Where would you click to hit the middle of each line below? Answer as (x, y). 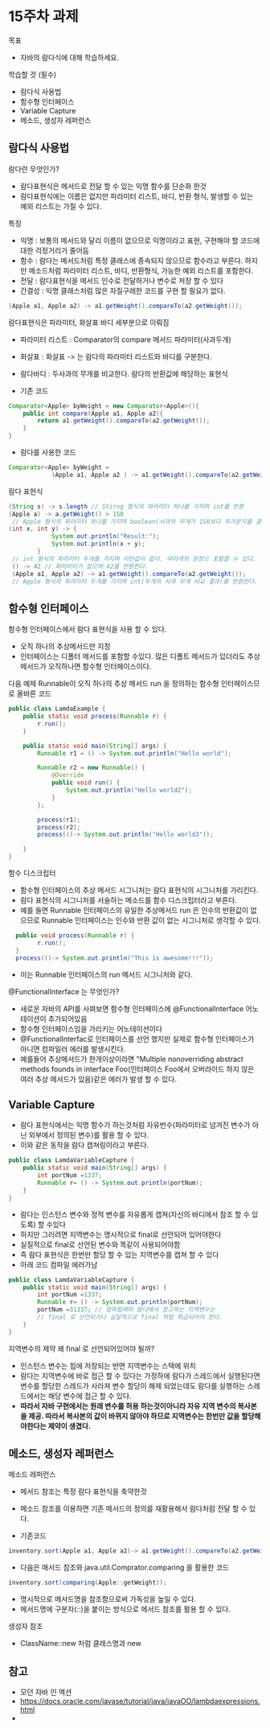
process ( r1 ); (59, 820)
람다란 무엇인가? (34, 169)
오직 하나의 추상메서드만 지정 (65, 646)
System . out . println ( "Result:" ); (105, 537)
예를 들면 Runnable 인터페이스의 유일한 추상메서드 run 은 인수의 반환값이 (134, 911)
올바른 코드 (34, 693)
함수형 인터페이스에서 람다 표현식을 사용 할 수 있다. (88, 629)
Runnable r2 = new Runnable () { (92, 768)
